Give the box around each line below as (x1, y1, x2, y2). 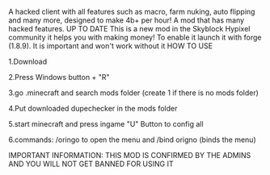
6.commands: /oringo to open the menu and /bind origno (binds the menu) (8, 135, 256, 144)
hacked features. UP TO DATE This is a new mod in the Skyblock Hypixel (8, 24, 251, 33)
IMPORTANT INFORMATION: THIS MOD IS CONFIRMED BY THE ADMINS (8, 151, 251, 160)
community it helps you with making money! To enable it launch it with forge (8, 32, 262, 42)
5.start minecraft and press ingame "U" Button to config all (8, 119, 204, 128)
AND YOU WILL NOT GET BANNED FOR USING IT (8, 159, 174, 169)
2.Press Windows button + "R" (8, 73, 111, 81)
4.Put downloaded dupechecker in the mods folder (8, 104, 178, 113)
